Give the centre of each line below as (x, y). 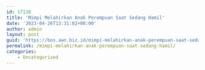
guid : (13, 40)
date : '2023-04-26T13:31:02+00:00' (52, 23)
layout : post (23, 35)
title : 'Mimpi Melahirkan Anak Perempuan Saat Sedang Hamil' (86, 18)
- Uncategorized (38, 57)
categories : (21, 52)
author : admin (24, 29)
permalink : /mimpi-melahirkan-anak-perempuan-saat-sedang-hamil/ (91, 46)
